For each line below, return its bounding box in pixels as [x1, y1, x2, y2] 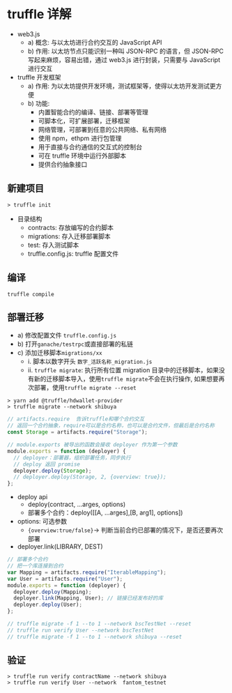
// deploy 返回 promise [13, 461, 80, 468]
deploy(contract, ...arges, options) [27, 500, 126, 509]
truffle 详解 [7, 6, 72, 22]
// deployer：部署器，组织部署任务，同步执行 [13, 454, 131, 461]
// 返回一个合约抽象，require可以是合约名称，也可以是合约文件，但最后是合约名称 [7, 422, 215, 429]
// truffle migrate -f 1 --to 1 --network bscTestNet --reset [7, 620, 192, 627]
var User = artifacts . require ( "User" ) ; [7, 575, 123, 582]
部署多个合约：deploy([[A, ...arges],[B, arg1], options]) [27, 508, 183, 517]
